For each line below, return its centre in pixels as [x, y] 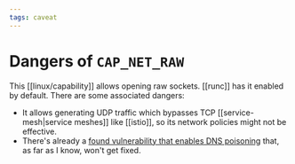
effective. [40, 131]
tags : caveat [33, 17]
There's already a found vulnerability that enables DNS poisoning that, [151, 141]
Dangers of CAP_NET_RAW [97, 61]
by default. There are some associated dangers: [97, 95]
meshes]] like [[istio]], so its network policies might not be [180, 121]
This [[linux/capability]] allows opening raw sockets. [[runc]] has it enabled [147, 86]
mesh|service [47, 121]
